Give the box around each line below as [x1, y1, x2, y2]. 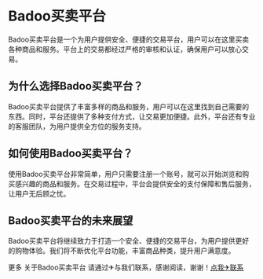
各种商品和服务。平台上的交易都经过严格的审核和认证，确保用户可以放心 [8, 44, 242, 53]
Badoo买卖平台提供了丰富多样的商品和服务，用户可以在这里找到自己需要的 [8, 101, 250, 111]
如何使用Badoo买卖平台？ [8, 147, 133, 160]
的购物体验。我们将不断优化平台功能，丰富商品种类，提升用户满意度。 [8, 246, 236, 255]
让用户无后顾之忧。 [8, 189, 71, 198]
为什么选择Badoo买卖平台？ [8, 79, 144, 93]
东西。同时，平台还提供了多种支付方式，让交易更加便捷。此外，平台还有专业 [8, 112, 256, 121]
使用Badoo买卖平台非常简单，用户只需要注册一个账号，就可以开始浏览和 [8, 169, 243, 178]
